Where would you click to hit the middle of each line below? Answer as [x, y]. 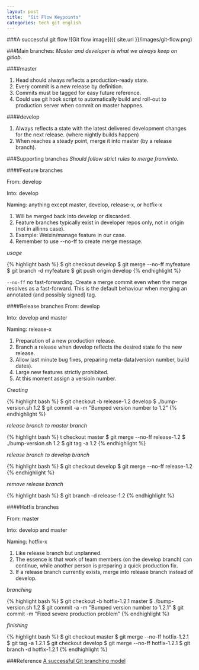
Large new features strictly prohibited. [62, 372]
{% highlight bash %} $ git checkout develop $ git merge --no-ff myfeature [99, 264]
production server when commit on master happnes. [79, 106]
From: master [23, 519]
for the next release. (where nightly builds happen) [77, 135]
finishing [17, 626]
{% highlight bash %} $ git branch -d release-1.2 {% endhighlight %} [91, 496]
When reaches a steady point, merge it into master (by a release [94, 141]
